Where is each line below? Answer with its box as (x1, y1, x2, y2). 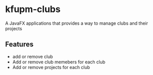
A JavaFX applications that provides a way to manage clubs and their (5, 20, 148, 26)
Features (5, 40, 34, 49)
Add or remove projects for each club (12, 64, 90, 70)
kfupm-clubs (5, 4, 61, 15)
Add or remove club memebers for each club (12, 59, 105, 65)
